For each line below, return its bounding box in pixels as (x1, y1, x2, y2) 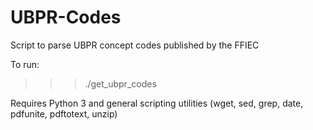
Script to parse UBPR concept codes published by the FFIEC (10, 39, 260, 51)
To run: (10, 58, 40, 70)
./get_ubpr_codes (84, 77, 157, 90)
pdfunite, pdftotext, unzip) (10, 107, 118, 120)
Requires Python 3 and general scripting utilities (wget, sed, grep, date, (10, 97, 304, 109)
